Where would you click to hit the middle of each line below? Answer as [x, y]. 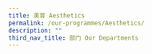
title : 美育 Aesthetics [47, 15]
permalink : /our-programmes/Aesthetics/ [77, 23]
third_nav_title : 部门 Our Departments [74, 38]
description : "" [35, 30]
